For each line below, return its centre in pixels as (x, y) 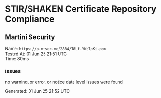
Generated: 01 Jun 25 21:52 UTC (37, 91)
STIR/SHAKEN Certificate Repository (81, 9)
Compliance (30, 19)
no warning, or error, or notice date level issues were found (64, 82)
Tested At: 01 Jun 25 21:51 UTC (36, 54)
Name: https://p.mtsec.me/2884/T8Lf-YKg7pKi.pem (56, 49)
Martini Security (30, 37)
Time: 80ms (17, 59)
